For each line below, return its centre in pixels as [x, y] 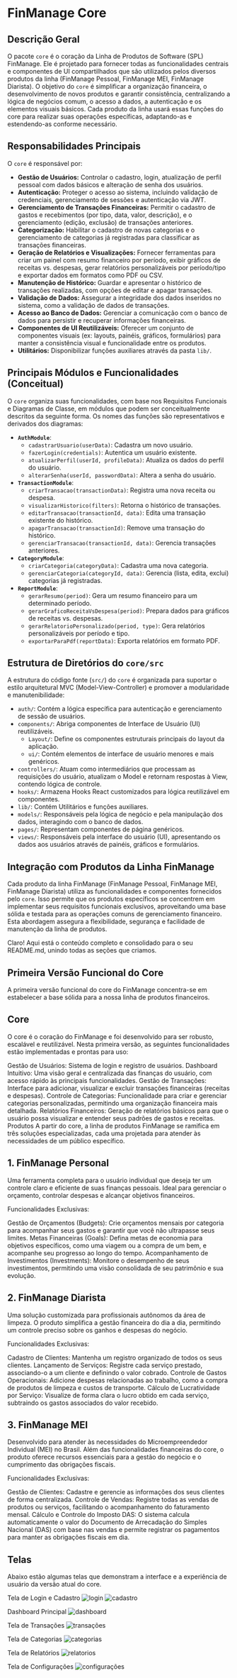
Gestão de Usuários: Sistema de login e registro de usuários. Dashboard [112, 1065]
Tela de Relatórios [34, 1653]
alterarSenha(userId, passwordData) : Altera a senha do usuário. [122, 475]
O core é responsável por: [45, 163]
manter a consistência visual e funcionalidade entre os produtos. [112, 343]
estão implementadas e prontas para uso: [68, 1052]
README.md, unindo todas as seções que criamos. [82, 950]
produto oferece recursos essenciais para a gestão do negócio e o [104, 1457]
